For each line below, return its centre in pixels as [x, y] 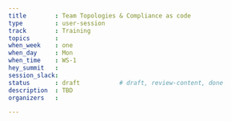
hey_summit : [34, 68]
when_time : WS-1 [43, 61]
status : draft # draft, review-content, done [116, 83]
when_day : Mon [41, 53]
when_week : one [41, 46]
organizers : [34, 98]
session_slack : [34, 75]
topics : [34, 38]
